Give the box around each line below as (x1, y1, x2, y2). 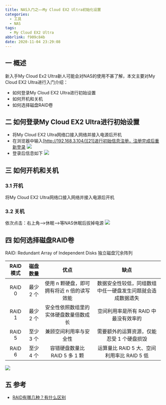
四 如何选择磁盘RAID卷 (5, 236, 75, 244)
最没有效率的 (112, 315, 142, 322)
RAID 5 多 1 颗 (50, 352, 84, 359)
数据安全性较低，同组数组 (97, 280, 157, 287)
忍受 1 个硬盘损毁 (106, 335, 147, 342)
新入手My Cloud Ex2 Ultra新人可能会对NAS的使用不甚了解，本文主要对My (5, 73, 156, 79)
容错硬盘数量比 (50, 345, 85, 352)
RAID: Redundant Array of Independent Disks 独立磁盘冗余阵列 (5, 250, 133, 256)
